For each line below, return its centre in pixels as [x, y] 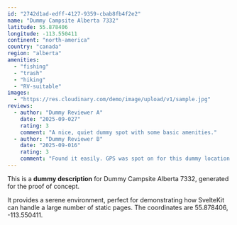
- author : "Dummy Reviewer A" [58, 112]
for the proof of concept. [44, 186]
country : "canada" [34, 47]
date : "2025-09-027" [50, 119]
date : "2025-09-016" [50, 146]
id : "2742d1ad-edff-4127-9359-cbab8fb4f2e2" [74, 14]
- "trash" [28, 73]
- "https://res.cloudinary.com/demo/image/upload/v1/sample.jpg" [112, 100]
